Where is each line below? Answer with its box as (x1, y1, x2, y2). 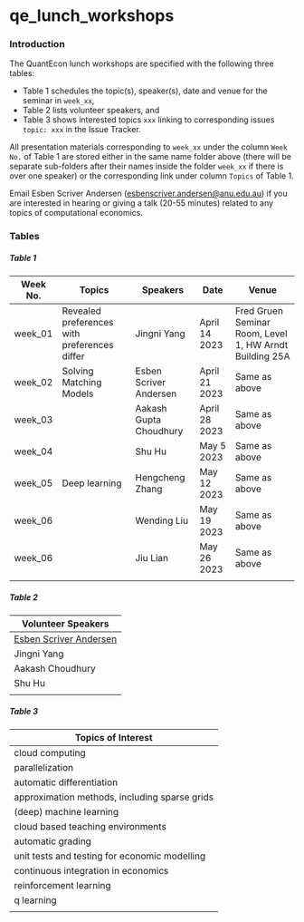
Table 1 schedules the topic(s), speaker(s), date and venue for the (22, 85, 269, 96)
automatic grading (14, 835, 92, 848)
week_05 (14, 477, 53, 490)
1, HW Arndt (234, 339, 289, 352)
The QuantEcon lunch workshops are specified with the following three (9, 58, 274, 69)
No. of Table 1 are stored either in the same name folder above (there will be (9, 151, 292, 162)
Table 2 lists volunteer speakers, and (22, 105, 160, 116)
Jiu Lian (135, 552, 169, 565)
